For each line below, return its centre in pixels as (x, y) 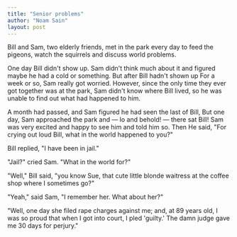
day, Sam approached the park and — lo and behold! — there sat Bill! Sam (116, 120)
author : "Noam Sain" (38, 21)
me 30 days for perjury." (43, 226)
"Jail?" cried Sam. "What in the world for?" (69, 162)
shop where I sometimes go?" (51, 183)
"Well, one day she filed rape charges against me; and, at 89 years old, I (113, 211)
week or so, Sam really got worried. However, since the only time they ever (117, 83)
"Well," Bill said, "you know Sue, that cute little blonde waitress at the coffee (118, 176)
